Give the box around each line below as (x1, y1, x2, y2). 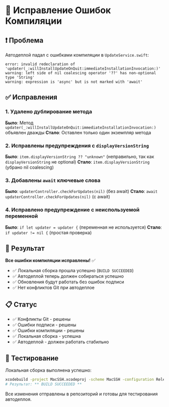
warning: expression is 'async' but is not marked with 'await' (5, 79, 143, 84)
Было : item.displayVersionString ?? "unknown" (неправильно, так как (5, 154, 154, 160)
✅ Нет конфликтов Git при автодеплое (12, 285, 95, 291)
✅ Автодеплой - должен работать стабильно (12, 339, 109, 345)
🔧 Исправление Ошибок (5, 5, 111, 16)
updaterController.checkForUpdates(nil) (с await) (5, 194, 111, 200)
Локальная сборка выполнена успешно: (5, 367, 92, 373)
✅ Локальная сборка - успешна (12, 333, 81, 339)
